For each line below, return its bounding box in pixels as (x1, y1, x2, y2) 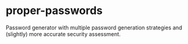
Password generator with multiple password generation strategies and (5, 24, 183, 31)
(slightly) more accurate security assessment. (5, 30, 121, 37)
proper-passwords (5, 4, 103, 18)
